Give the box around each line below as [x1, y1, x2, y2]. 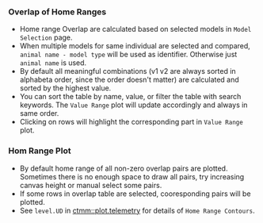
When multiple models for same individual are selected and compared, [19, 41, 251, 51]
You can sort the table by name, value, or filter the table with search [19, 92, 242, 102]
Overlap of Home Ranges [8, 6, 107, 17]
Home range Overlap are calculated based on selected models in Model [19, 25, 252, 34]
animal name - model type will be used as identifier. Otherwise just [19, 50, 238, 60]
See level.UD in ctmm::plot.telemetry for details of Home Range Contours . [19, 206, 255, 215]
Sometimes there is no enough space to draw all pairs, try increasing [19, 171, 245, 181]
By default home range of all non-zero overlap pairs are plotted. [19, 163, 228, 173]
